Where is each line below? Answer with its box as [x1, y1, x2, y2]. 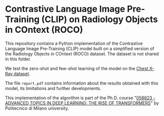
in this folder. [5, 56, 31, 62]
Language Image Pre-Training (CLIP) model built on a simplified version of [5, 46, 154, 51]
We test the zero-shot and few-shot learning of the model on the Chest [5, 65, 148, 71]
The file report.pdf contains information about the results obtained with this [5, 80, 159, 86]
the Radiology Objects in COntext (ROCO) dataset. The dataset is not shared [5, 50, 159, 57]
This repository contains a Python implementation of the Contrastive [5, 40, 143, 46]
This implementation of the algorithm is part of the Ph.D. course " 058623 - [5, 94, 156, 101]
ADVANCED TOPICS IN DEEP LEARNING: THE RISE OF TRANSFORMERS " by [5, 100, 159, 106]
